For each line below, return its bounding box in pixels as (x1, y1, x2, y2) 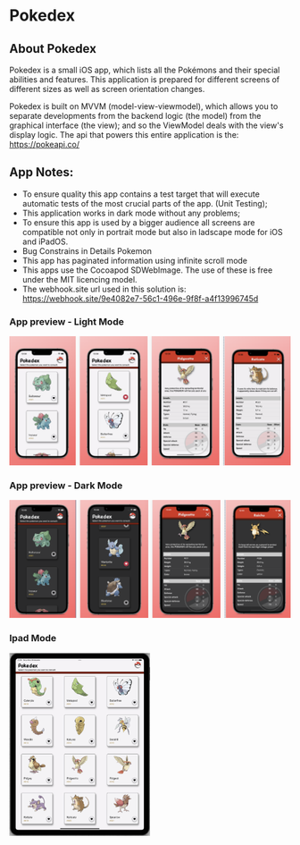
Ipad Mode (9, 632, 57, 645)
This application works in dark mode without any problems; (21, 207, 241, 218)
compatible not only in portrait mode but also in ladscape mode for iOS (21, 226, 283, 237)
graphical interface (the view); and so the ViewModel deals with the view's (9, 120, 284, 131)
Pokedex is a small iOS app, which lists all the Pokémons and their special (9, 64, 280, 75)
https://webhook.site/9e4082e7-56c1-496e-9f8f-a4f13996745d (21, 292, 259, 304)
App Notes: (9, 165, 74, 180)
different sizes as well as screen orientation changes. (9, 84, 205, 94)
